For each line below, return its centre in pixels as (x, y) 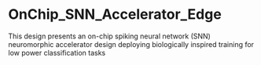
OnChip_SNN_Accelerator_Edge (115, 14)
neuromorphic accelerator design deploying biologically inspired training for (131, 44)
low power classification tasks (57, 52)
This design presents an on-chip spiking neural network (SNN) (109, 36)
